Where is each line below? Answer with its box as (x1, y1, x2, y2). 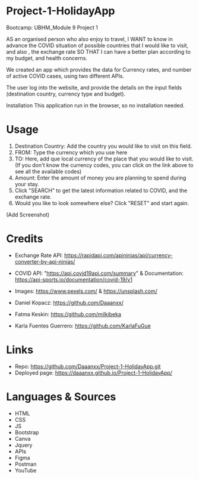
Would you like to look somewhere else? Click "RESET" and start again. (14, 199, 189, 206)
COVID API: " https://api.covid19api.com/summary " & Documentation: (14, 270, 184, 277)
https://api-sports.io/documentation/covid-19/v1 (14, 276, 132, 283)
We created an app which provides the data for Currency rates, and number (6, 66, 192, 73)
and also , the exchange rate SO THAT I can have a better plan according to (6, 48, 191, 55)
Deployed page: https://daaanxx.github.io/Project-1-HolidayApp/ (14, 369, 172, 376)
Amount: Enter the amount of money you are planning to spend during (14, 174, 187, 181)
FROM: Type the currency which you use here (14, 149, 128, 156)
